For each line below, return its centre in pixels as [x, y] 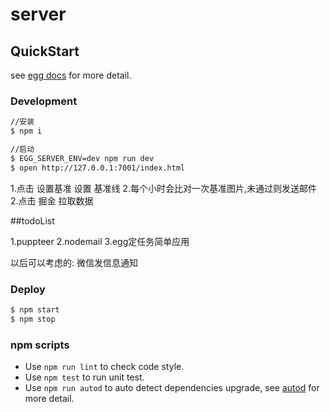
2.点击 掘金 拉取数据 [52, 200]
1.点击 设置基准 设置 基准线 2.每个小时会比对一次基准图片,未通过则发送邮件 [164, 188]
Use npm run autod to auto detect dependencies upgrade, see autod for [172, 388]
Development [44, 101]
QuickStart [45, 51]
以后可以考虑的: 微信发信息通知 [74, 262]
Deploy [28, 289]
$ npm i [26, 131]
